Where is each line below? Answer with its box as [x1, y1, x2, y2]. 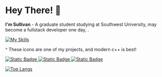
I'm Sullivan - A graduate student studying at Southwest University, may [5, 21, 157, 27]
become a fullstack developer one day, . [5, 26, 89, 32]
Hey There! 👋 [5, 5, 61, 16]
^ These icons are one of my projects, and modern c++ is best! [5, 46, 137, 52]
